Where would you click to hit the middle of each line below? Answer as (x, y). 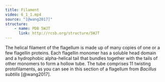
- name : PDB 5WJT (32, 29)
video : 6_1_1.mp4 (23, 15)
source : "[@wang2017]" (29, 19)
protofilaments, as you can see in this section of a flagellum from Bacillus (81, 69)
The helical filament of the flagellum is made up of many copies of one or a (83, 48)
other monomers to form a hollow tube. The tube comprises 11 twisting (78, 64)
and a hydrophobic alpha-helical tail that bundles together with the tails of (81, 58)
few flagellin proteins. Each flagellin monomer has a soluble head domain (81, 53)
